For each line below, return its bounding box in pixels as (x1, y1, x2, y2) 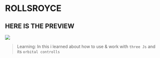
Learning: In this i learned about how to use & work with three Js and (16, 44, 156, 49)
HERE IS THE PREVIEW (5, 22, 75, 30)
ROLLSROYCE (5, 3, 62, 14)
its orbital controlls (16, 49, 60, 54)
